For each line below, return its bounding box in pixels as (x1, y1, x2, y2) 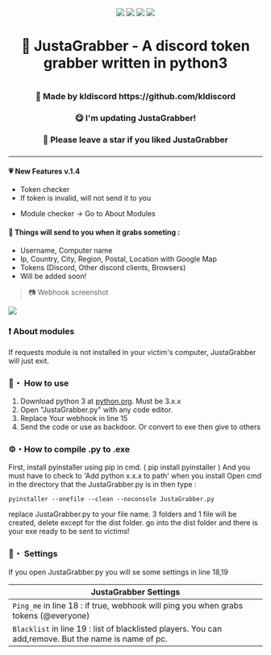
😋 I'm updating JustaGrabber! (74, 113, 197, 124)
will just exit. (8, 356, 50, 365)
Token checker (19, 185, 70, 194)
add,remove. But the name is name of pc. (12, 633, 168, 645)
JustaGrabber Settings (90, 586, 181, 597)
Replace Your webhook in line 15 (19, 414, 128, 423)
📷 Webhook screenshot (27, 287, 109, 297)
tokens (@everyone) (12, 610, 90, 621)
